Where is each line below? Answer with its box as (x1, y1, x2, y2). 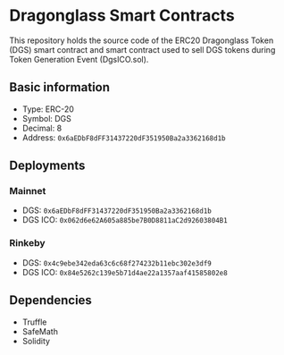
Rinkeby (9, 237, 46, 249)
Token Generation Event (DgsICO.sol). (9, 54, 149, 64)
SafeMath (21, 325, 58, 336)
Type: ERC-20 (21, 104, 74, 114)
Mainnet (9, 185, 46, 198)
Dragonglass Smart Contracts (9, 5, 235, 26)
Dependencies (9, 292, 92, 309)
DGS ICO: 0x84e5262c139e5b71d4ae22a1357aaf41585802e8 (21, 266, 228, 277)
